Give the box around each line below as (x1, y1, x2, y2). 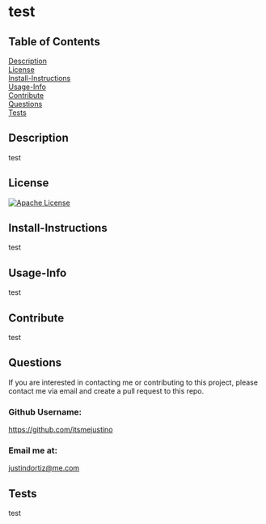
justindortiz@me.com (8, 463, 80, 473)
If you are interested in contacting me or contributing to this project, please (8, 377, 259, 387)
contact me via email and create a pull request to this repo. (8, 386, 205, 395)
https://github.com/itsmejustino (8, 424, 113, 435)
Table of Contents (8, 35, 101, 49)
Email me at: (8, 445, 58, 456)
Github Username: (8, 406, 82, 417)
